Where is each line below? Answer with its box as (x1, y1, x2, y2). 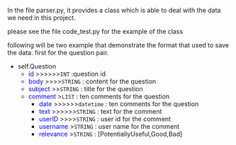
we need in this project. (7, 13, 76, 22)
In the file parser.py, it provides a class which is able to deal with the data (7, 6, 221, 14)
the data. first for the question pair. (7, 49, 109, 57)
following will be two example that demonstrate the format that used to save (7, 41, 229, 49)
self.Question (17, 62, 57, 70)
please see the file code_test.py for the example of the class (7, 28, 184, 35)
